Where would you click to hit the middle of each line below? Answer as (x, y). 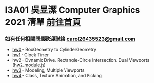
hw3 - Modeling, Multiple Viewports (48, 70)
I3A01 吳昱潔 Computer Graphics (73, 10)
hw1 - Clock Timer (31, 55)
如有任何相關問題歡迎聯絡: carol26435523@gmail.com (70, 39)
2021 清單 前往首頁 (43, 22)
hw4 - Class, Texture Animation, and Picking (57, 76)
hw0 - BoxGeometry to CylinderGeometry (54, 50)
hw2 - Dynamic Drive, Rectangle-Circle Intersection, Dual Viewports (81, 60)
